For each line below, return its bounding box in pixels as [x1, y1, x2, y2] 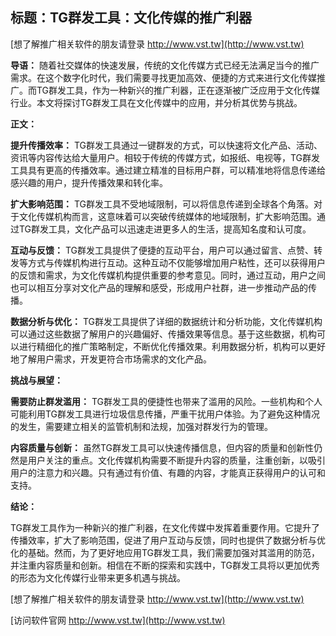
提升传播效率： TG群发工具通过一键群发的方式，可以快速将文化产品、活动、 [10, 139, 323, 151]
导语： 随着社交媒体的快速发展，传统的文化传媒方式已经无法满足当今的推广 [10, 59, 320, 71]
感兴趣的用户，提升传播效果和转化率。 [10, 176, 168, 188]
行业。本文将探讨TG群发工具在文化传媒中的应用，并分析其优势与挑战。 [10, 96, 303, 108]
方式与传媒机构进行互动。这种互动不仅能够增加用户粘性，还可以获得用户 [27, 256, 326, 268]
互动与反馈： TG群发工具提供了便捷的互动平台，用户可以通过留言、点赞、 [10, 244, 315, 256]
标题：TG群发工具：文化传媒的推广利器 [10, 9, 253, 27]
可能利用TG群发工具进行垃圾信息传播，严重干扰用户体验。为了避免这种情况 [10, 408, 321, 420]
